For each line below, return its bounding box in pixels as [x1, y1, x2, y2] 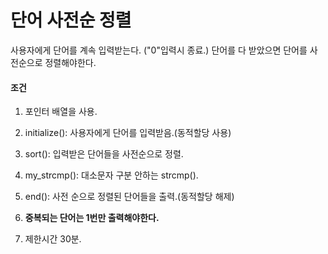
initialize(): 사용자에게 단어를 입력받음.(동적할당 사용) [24, 127, 232, 139]
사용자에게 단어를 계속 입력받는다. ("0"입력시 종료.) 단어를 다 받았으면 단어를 [10, 44, 308, 56]
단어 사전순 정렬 [10, 9, 132, 32]
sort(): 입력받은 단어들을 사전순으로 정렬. [24, 148, 184, 160]
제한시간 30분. [24, 233, 82, 245]
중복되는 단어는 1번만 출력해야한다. [24, 212, 160, 224]
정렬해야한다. [44, 56, 97, 68]
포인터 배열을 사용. [24, 106, 98, 118]
